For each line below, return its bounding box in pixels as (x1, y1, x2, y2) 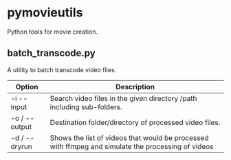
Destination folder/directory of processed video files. (49, 117, 221, 127)
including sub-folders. (49, 102, 122, 111)
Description (115, 82, 155, 91)
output (10, 122, 32, 131)
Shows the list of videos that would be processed (49, 133, 209, 142)
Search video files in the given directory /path (49, 93, 197, 103)
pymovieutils (7, 5, 83, 21)
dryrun (10, 141, 32, 151)
